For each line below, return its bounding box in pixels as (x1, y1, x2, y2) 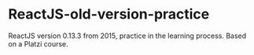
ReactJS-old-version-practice (8, 5, 210, 23)
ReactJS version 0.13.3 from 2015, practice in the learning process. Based (8, 31, 247, 40)
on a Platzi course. (8, 39, 68, 48)
